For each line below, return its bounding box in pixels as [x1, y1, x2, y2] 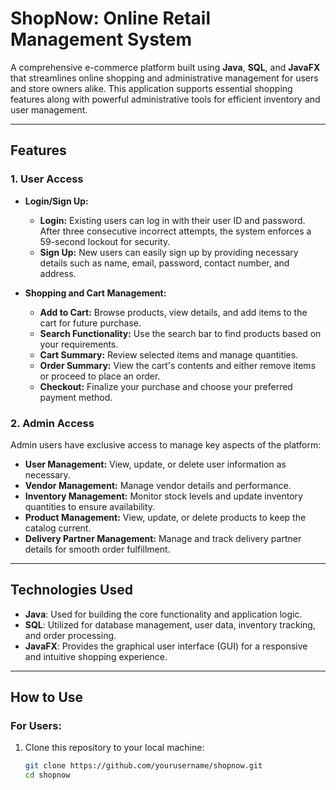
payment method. [39, 391, 113, 403]
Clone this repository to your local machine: [24, 742, 205, 754]
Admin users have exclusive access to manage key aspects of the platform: [10, 438, 322, 451]
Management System [10, 28, 193, 51]
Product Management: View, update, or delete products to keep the [24, 511, 307, 523]
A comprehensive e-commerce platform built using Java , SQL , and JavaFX [10, 61, 321, 73]
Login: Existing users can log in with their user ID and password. [39, 214, 306, 226]
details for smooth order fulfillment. [24, 543, 171, 555]
